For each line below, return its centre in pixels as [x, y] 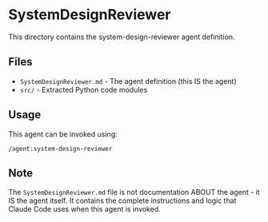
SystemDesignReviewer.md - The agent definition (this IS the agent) [128, 81]
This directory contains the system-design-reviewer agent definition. [122, 37]
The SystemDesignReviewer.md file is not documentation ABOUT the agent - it [134, 192]
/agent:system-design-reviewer [60, 149]
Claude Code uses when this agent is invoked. [85, 209]
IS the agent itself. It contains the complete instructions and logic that [122, 200]
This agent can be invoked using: [63, 134]
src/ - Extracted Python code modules [84, 89]
